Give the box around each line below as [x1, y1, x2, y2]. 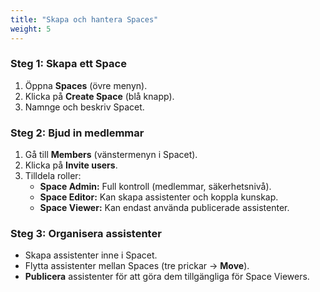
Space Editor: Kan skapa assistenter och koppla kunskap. [39, 191, 279, 203]
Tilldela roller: [24, 170, 82, 182]
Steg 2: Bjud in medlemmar [10, 126, 145, 140]
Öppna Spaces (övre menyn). [24, 79, 148, 91]
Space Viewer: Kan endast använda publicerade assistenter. [39, 202, 290, 214]
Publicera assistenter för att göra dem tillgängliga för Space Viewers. [24, 271, 310, 283]
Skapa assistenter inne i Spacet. [24, 249, 158, 261]
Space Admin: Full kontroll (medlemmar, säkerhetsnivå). [39, 181, 272, 193]
